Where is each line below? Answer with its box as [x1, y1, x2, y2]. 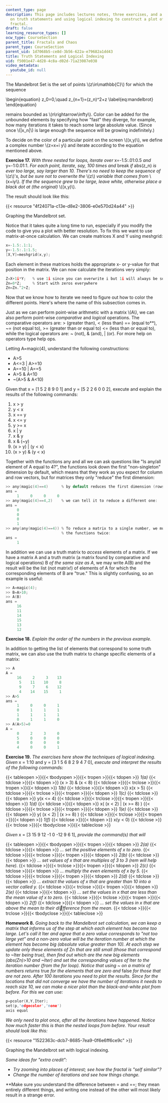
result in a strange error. [5, 1092, 55, 1098]
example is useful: [5, 575, 43, 581]
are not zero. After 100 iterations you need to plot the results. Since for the [5, 973, 159, 979]
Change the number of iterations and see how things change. [12, 1072, 140, 1078]
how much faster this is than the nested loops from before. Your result [5, 1022, 150, 1028]
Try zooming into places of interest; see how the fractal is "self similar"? [12, 1066, 162, 1072]
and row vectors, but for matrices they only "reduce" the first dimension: [5, 475, 155, 481]
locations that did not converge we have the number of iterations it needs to [5, 979, 163, 985]
